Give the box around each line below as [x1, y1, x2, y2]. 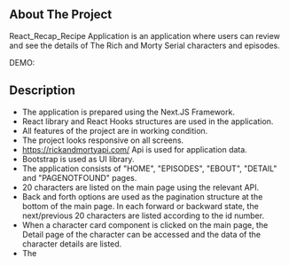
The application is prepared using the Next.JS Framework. [21, 106, 235, 117]
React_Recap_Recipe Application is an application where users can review [9, 30, 281, 41]
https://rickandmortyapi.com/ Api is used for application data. [21, 144, 248, 154]
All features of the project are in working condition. [21, 125, 208, 136]
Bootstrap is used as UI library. [21, 153, 135, 164]
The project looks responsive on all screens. [21, 135, 184, 145]
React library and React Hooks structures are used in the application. [21, 115, 274, 127]
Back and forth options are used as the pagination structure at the [21, 191, 263, 202]
